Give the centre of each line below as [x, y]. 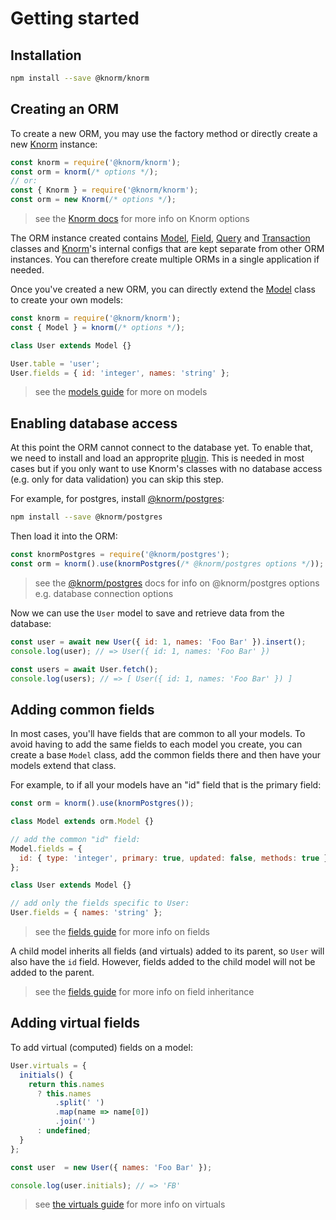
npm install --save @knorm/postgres [86, 517]
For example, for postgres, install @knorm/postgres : [117, 499]
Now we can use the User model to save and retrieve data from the [147, 613]
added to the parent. [52, 973]
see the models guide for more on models [121, 392]
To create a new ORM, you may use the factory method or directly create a [164, 133]
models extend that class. [63, 766]
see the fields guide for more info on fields [122, 932]
